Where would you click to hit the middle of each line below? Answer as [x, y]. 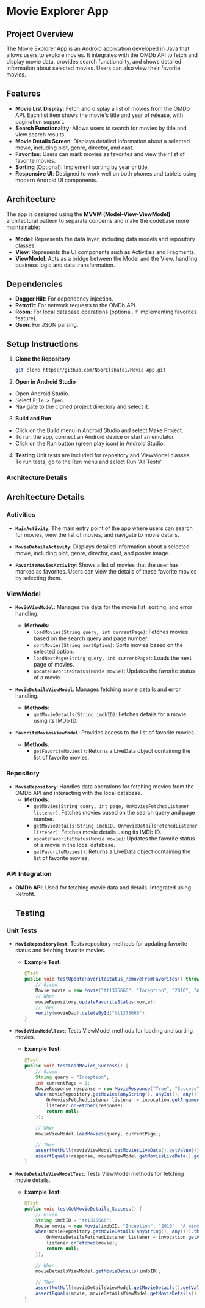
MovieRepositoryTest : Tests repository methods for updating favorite [101, 944]
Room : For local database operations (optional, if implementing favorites [106, 312]
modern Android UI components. [56, 180]
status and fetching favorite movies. [60, 951]
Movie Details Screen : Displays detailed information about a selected [103, 141]
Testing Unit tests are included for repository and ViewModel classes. [103, 455]
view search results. [40, 134]
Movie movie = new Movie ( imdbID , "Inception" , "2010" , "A [111, 1226]
